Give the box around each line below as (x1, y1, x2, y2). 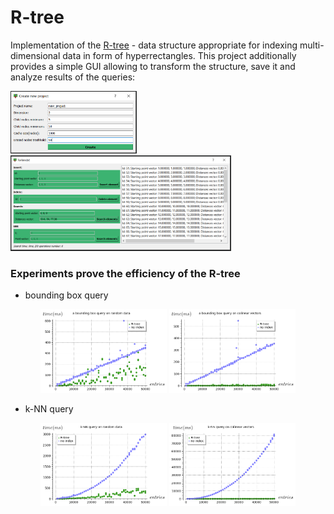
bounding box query (24, 289, 109, 301)
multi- (299, 39, 325, 51)
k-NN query (24, 402, 74, 415)
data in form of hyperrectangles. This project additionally (62, 49, 297, 61)
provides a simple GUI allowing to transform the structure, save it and (10, 60, 296, 72)
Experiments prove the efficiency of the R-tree (10, 267, 241, 281)
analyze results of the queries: (10, 71, 136, 83)
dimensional (10, 49, 61, 61)
